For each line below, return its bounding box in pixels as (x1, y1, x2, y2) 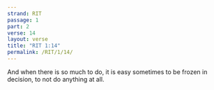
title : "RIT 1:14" (7, 42, 61, 49)
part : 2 (7, 23, 30, 30)
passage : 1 (7, 17, 39, 24)
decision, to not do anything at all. (7, 75, 105, 83)
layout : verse (7, 36, 49, 43)
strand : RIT (7, 10, 42, 17)
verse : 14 (7, 29, 36, 37)
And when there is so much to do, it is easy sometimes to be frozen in (7, 67, 208, 76)
